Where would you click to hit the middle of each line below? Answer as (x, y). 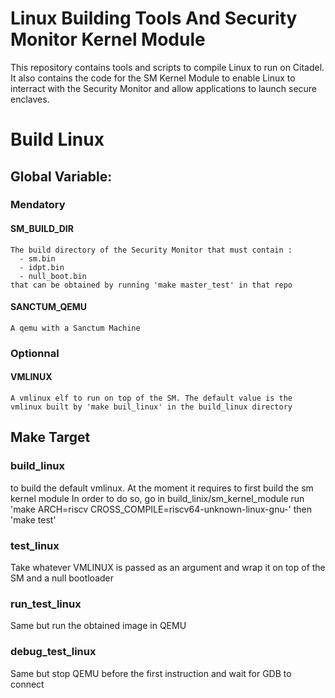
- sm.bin (37, 258)
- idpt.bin (42, 267)
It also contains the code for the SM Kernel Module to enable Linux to (153, 78)
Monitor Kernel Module (108, 39)
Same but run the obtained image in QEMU (98, 626)
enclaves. (30, 99)
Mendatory (38, 205)
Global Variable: (61, 176)
